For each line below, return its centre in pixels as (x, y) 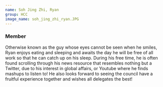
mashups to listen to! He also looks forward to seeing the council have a (79, 74)
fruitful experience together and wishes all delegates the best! (69, 79)
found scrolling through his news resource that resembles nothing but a (79, 63)
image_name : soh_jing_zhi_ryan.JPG (42, 19)
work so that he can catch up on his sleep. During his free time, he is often (81, 58)
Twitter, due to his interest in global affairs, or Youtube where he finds (77, 68)
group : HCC (16, 14)
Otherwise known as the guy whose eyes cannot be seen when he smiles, (81, 47)
